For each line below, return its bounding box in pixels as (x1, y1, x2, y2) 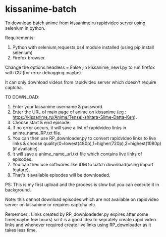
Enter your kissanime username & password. (12, 103, 104, 109)
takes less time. (5, 227, 37, 233)
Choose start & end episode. (12, 119, 71, 125)
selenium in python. (5, 25, 46, 31)
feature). (12, 167, 30, 173)
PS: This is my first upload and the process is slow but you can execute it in (5, 182, 160, 188)
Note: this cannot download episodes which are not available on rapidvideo (5, 196, 159, 202)
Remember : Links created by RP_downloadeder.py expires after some (5, 211, 149, 217)
